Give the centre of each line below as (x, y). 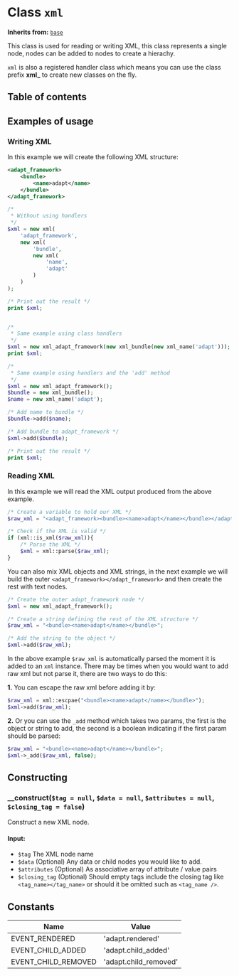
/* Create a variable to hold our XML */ (70, 512)
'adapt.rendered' (132, 939)
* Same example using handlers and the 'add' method (90, 373)
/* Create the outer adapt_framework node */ (76, 599)
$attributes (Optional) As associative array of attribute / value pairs (117, 869)
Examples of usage (51, 121)
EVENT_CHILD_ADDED (49, 950)
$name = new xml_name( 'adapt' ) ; (55, 399)
